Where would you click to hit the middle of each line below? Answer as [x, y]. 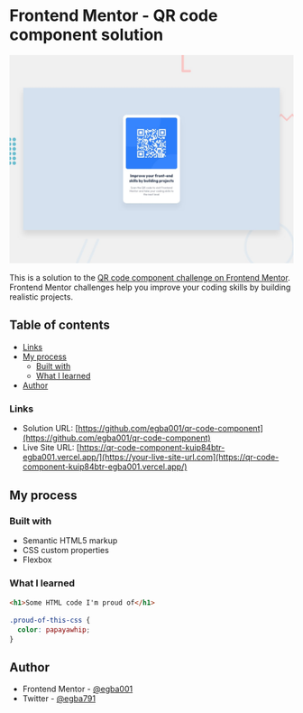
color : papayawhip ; [54, 630]
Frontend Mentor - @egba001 [78, 689]
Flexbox [37, 560]
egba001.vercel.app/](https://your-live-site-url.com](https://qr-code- [151, 458]
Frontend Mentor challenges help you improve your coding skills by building [150, 287]
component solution [87, 35]
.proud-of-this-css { [50, 620]
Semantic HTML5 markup [70, 540]
